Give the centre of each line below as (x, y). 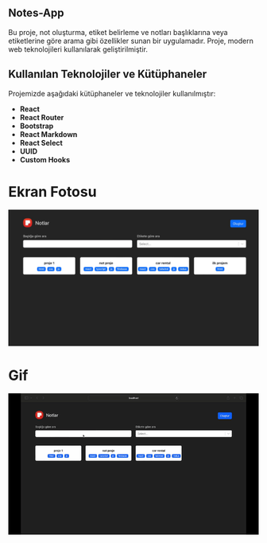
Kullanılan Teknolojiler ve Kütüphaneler (108, 74)
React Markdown (48, 134)
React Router (42, 117)
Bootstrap (37, 126)
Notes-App (36, 13)
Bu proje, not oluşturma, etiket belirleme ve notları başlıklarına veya (118, 32)
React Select (41, 143)
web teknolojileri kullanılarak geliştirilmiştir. (78, 49)
